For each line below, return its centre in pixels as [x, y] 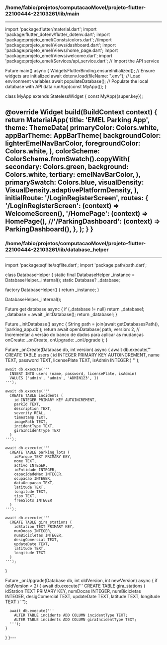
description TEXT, [33, 408]
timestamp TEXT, [31, 417]
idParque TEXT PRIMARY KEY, [43, 457]
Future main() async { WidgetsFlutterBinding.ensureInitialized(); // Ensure [80, 71]
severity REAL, [30, 413]
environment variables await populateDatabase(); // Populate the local [77, 81]
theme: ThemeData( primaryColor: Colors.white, [82, 128]
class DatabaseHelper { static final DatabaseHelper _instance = [70, 275]
